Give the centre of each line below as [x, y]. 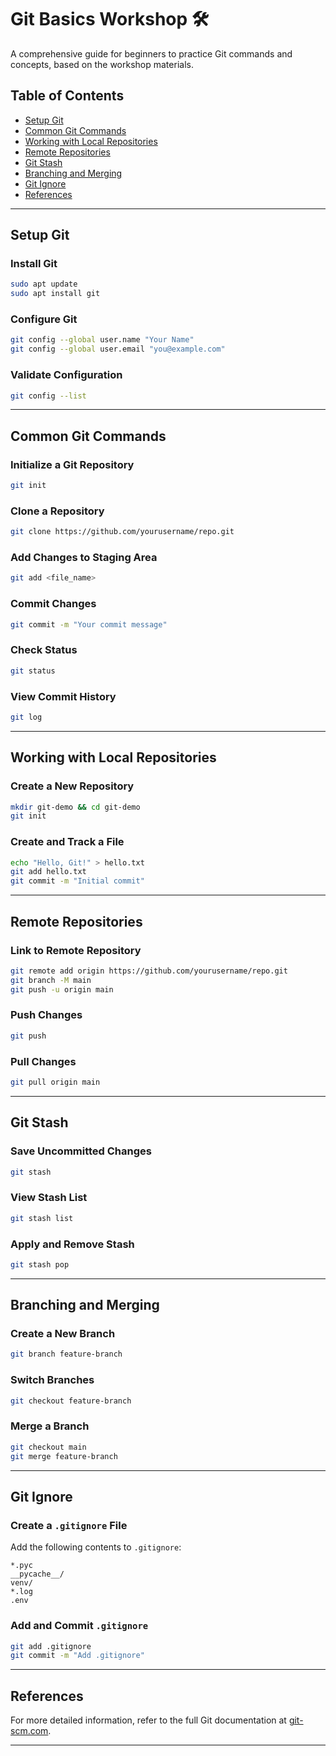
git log [26, 717]
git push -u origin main [62, 989]
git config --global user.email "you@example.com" [118, 349]
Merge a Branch [50, 1426]
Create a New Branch [63, 1334]
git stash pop [40, 1264]
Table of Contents [67, 96]
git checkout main [48, 1447]
